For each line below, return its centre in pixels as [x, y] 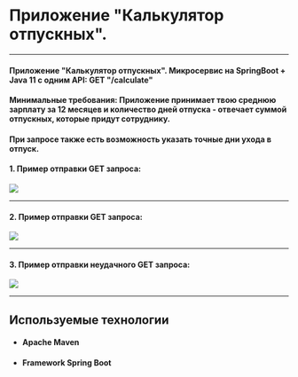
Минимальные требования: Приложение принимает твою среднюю [143, 100]
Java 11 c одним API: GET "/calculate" [81, 80]
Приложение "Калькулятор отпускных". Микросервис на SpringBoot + [148, 70]
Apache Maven [51, 342]
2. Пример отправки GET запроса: [76, 216]
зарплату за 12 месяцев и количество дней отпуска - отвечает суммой [148, 110]
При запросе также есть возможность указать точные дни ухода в [141, 139]
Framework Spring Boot [67, 362]
